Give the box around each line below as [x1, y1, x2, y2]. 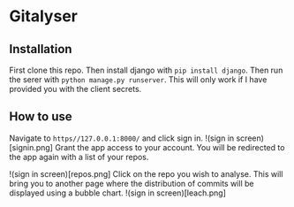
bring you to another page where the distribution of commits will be [9, 178, 254, 188]
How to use [9, 109, 72, 125]
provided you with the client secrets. [9, 84, 142, 94]
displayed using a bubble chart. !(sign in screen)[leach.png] [9, 188, 227, 198]
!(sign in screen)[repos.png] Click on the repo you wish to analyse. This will [9, 168, 283, 179]
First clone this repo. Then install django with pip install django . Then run [9, 65, 283, 75]
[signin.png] [9, 142, 53, 152]
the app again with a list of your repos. [9, 151, 149, 162]
